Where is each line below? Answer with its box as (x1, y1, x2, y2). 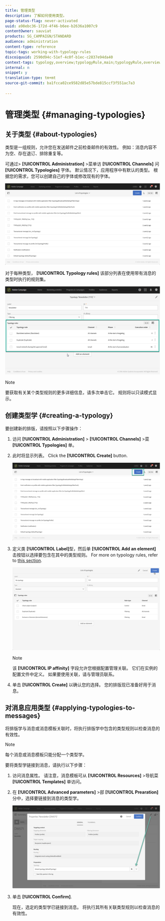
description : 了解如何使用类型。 (5, 13, 67, 18)
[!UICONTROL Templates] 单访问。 (12, 778, 84, 785)
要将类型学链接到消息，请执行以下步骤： (5, 762, 87, 768)
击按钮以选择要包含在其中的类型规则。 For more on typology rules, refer (12, 552, 158, 558)
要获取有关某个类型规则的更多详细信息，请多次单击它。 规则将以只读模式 (5, 389, 153, 395)
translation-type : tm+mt (5, 75, 56, 81)
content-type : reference (5, 44, 56, 49)
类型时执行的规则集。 (5, 276, 48, 283)
